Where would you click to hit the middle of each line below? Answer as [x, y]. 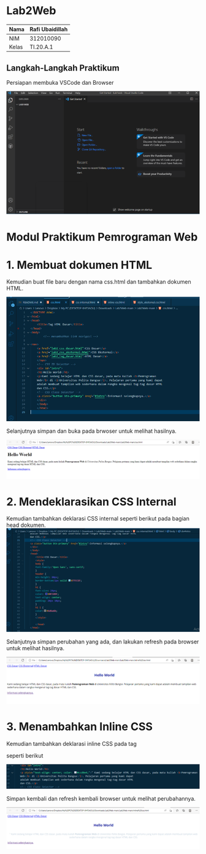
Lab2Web [31, 11]
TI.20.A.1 [41, 47]
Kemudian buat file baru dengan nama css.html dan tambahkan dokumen [99, 282]
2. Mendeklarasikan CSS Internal [91, 502]
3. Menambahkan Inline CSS [80, 727]
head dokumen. [26, 525]
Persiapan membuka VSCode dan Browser [60, 83]
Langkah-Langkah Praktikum [63, 68]
